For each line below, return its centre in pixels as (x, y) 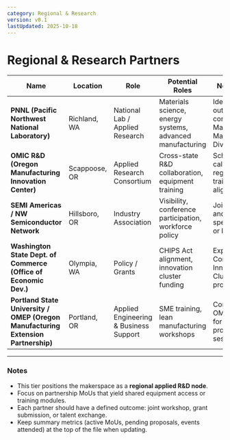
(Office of (27, 272)
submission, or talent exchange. (62, 415)
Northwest (28, 119)
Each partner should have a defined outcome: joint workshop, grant (112, 407)
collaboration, (181, 173)
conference (178, 209)
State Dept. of (34, 255)
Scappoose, (88, 168)
